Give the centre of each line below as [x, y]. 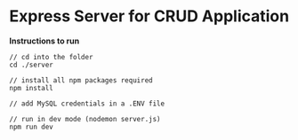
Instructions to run [44, 41]
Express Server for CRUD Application [149, 16]
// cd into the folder [51, 57]
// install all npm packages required [81, 80]
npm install [31, 88]
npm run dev [31, 127]
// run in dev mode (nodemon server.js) [85, 119]
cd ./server [31, 65]
